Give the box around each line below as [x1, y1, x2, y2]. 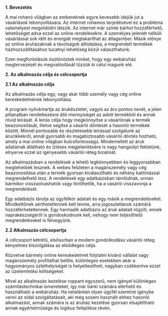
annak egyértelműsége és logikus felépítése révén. [5, 305, 111, 311]
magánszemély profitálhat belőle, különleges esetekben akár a [5, 258, 135, 263]
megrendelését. [5, 186, 38, 192]
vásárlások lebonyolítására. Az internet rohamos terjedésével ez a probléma [5, 20, 163, 25]
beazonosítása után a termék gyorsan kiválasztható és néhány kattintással [5, 170, 160, 176]
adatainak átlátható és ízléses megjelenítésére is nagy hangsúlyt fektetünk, [5, 144, 161, 150]
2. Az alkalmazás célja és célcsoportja [5, 71, 87, 77]
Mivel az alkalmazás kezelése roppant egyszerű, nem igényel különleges [5, 278, 156, 284]
